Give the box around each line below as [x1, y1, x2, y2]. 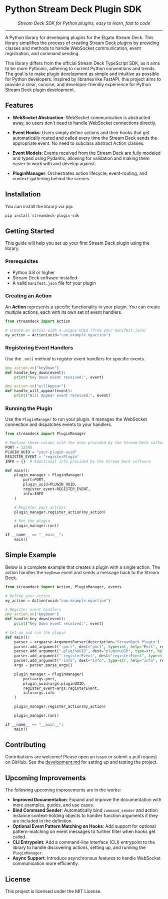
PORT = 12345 [5, 445, 32, 450]
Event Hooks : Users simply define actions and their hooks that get [12, 129, 150, 136]
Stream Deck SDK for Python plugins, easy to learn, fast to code [17, 20, 151, 26]
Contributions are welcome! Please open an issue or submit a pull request [5, 754, 157, 760]
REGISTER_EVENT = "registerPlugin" [5, 454, 79, 459]
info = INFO [23, 491, 43, 496]
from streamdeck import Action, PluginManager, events [5, 584, 122, 589]
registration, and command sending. [5, 50, 80, 56]
